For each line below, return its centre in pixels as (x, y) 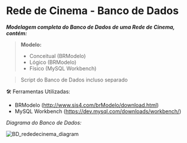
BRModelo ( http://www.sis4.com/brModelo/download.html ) (87, 105)
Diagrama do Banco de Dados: (44, 122)
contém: (17, 33)
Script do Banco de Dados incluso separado (74, 80)
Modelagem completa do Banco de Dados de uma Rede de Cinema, (91, 27)
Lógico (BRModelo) (53, 62)
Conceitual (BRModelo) (58, 56)
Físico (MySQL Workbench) (63, 68)
